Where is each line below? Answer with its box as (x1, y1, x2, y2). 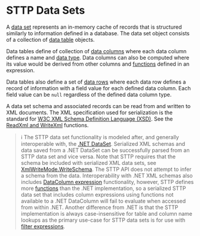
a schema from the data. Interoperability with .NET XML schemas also (20, 171, 193, 179)
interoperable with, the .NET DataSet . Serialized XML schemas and (20, 140, 186, 147)
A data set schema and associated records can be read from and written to (6, 102, 191, 109)
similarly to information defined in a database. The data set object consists (6, 29, 190, 36)
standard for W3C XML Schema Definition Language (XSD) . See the (6, 115, 173, 122)
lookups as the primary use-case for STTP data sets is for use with (20, 216, 186, 223)
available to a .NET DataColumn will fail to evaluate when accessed (20, 197, 186, 204)
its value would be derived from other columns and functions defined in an (6, 60, 190, 68)
